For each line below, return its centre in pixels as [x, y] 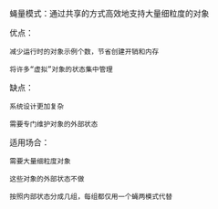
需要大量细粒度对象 [40, 162]
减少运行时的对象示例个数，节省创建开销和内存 [84, 52]
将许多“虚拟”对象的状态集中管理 [61, 69]
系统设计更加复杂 [37, 107]
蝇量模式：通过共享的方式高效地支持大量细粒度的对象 [109, 13]
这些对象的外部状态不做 [47, 179]
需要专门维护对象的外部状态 [54, 124]
